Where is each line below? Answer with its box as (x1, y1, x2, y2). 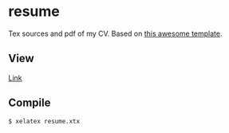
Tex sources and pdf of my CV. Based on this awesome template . (8, 29, 223, 38)
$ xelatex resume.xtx (8, 117, 81, 125)
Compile (8, 96, 51, 110)
